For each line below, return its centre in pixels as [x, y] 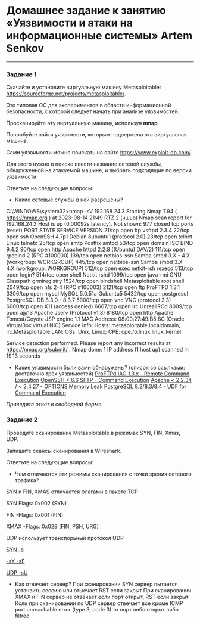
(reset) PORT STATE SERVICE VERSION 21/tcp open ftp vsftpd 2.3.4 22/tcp [98, 231]
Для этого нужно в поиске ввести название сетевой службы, [84, 164]
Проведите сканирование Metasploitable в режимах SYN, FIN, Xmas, [93, 433]
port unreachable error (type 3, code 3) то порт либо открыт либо [96, 609]
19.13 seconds [23, 356]
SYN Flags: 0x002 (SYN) [37, 503]
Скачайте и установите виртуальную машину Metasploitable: [84, 88]
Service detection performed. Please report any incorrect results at [88, 343]
